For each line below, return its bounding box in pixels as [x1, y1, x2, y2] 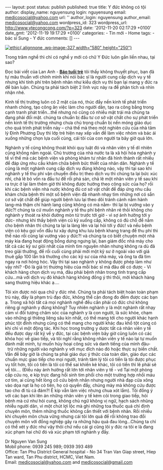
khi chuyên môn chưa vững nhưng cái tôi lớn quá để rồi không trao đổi [5, 413, 146, 419]
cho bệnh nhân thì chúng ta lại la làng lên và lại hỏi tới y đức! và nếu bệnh [5, 223, 152, 228]
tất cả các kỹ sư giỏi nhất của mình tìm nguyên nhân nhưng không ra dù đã [5, 244, 155, 249]
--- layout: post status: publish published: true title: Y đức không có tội [5, 4, 146, 10]
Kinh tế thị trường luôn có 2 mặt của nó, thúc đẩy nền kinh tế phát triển [5, 99, 147, 104]
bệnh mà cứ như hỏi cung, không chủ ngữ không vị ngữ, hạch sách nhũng [5, 398, 153, 404]
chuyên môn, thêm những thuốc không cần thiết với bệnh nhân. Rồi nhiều [5, 409, 152, 414]
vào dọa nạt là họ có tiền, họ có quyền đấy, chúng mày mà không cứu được [5, 383, 156, 388]
